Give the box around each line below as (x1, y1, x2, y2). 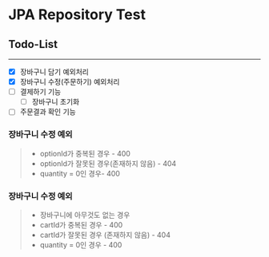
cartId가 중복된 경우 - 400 (39, 219, 123, 229)
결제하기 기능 (19, 87, 62, 97)
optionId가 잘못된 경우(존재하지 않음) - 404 (39, 158, 177, 168)
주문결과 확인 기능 (19, 107, 76, 117)
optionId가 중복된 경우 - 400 (39, 148, 130, 158)
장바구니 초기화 (31, 97, 80, 107)
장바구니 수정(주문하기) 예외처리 (19, 77, 120, 87)
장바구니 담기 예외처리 (19, 67, 90, 77)
